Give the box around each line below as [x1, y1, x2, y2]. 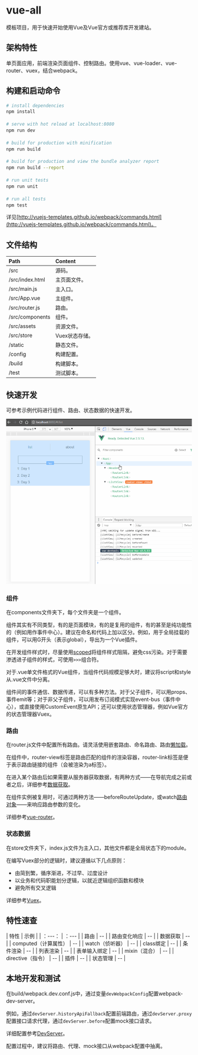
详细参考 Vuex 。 [6, 896, 45, 903]
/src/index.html [8, 276, 45, 283]
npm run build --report [6, 165, 65, 171]
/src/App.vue [8, 294, 41, 302]
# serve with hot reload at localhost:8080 [6, 122, 115, 127]
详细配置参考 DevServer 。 [6, 1030, 68, 1037]
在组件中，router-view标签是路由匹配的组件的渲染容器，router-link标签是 [6, 753, 184, 761]
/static [8, 341, 24, 348]
